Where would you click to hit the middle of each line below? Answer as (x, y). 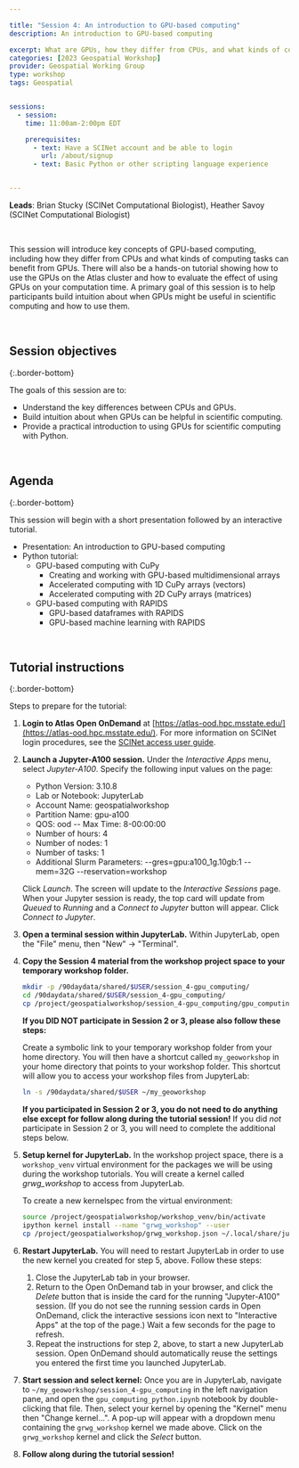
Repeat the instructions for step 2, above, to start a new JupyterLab (159, 1343)
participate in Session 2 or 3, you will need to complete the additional (149, 1128)
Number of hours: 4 (72, 833)
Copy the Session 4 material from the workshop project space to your (154, 961)
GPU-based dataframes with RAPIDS (116, 612)
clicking (36, 1408)
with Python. (45, 435)
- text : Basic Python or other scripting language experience (150, 164)
